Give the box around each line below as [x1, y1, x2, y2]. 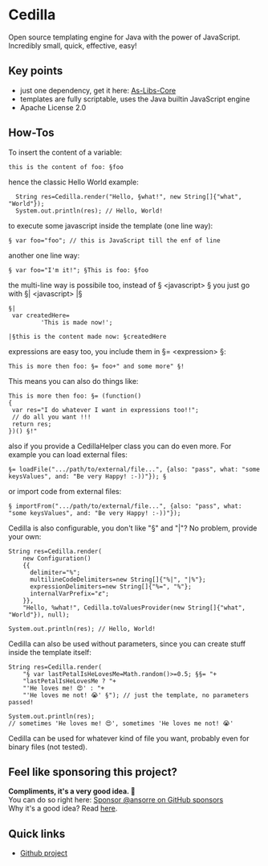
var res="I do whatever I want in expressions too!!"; [11, 406, 199, 414]
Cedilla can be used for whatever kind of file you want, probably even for [8, 733, 250, 743]
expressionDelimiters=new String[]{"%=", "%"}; [29, 582, 193, 591]
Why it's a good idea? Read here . [8, 803, 118, 814]
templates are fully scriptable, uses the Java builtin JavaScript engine [19, 94, 250, 104]
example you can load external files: [8, 449, 128, 460]
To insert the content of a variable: [8, 147, 123, 157]
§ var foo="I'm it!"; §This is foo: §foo [8, 266, 149, 274]
